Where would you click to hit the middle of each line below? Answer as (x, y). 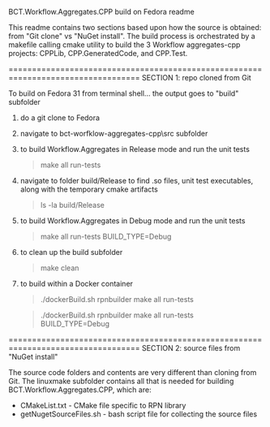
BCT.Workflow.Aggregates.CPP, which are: (80, 390)
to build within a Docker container (77, 284)
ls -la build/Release (73, 205)
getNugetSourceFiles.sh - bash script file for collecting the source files (139, 414)
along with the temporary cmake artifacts (89, 189)
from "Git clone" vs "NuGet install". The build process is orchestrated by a (132, 36)
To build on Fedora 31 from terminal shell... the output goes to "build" (124, 93)
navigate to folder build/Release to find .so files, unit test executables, (137, 181)
